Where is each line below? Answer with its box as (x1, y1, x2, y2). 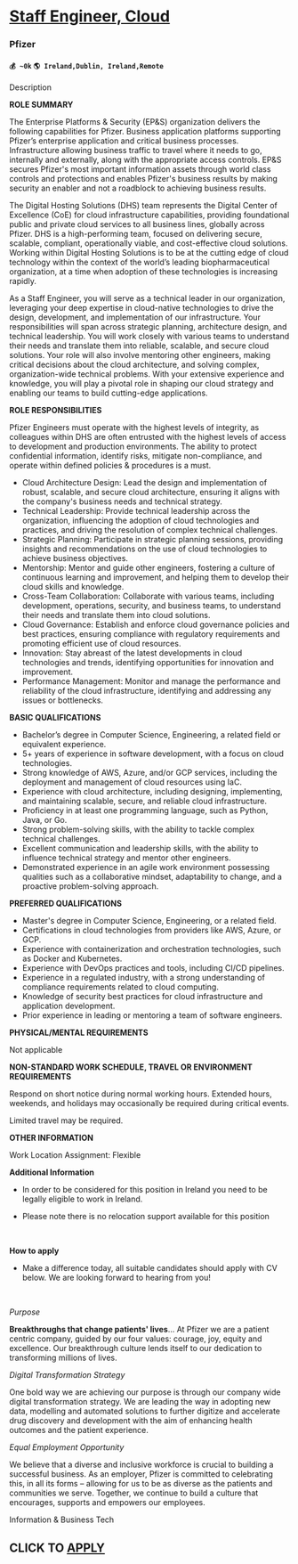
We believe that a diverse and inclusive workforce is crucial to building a (9, 1459, 274, 1470)
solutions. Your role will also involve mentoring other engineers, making (9, 350, 271, 361)
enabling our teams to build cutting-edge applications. (9, 387, 208, 398)
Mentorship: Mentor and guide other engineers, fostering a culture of (21, 563, 276, 574)
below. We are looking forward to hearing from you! (21, 1272, 212, 1283)
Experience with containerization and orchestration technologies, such (21, 944, 282, 955)
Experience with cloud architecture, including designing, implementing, (21, 786, 283, 797)
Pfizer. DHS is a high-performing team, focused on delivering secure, (9, 229, 262, 240)
